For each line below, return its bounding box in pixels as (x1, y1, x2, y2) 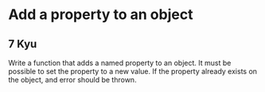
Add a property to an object (8, 6, 193, 24)
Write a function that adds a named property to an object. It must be (8, 58, 232, 67)
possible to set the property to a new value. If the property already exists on (8, 67, 257, 76)
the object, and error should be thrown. (8, 75, 137, 84)
